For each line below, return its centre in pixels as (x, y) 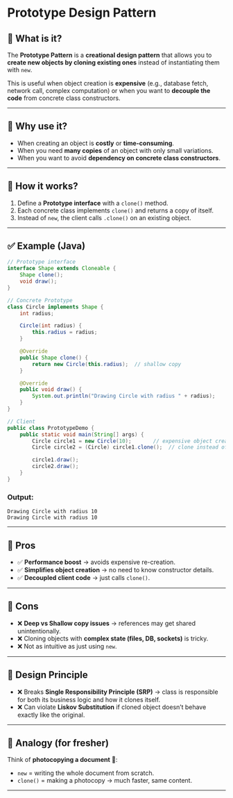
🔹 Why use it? (37, 126)
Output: (20, 497)
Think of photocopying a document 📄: (62, 760)
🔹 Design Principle (48, 675)
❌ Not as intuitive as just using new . (67, 646)
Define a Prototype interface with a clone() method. (93, 203)
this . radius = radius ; (65, 332)
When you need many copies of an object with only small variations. (115, 150)
